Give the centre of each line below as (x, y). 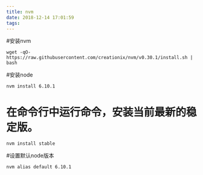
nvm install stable (31, 144)
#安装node (20, 75)
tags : (13, 23)
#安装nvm (19, 41)
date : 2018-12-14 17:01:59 (40, 17)
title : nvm (20, 12)
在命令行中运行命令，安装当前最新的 (96, 112)
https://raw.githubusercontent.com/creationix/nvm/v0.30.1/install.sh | (100, 58)
